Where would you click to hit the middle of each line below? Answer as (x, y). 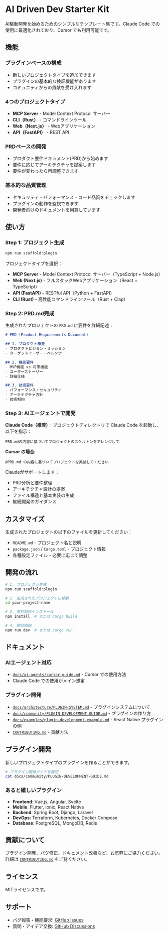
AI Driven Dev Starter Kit (57, 9)
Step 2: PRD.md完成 (30, 313)
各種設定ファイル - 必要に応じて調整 (50, 555)
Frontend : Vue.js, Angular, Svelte (47, 802)
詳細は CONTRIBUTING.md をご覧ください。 (48, 859)
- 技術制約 (15, 399)
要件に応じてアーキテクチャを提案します (54, 165)
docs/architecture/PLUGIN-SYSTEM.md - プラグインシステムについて (81, 707)
